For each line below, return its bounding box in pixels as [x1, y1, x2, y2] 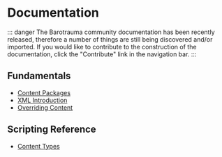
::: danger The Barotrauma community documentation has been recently [7, 28, 215, 36]
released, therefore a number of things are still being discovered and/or [7, 35, 213, 43]
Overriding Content [17, 103, 73, 112]
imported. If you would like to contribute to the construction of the [7, 42, 197, 51]
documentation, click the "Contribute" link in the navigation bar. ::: [7, 50, 197, 58]
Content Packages [17, 88, 71, 97]
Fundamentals [7, 70, 71, 82]
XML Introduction [17, 96, 68, 104]
